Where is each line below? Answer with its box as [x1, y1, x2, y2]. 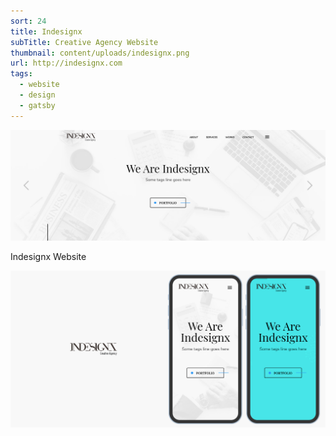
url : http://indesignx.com [10, 58, 123, 69]
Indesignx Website [10, 250, 87, 262]
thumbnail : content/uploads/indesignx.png [10, 48, 190, 58]
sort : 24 [10, 16, 47, 26]
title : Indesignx [10, 26, 83, 37]
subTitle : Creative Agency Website [10, 37, 159, 47]
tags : [10, 69, 33, 79]
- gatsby [19, 100, 56, 110]
